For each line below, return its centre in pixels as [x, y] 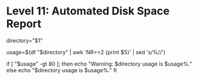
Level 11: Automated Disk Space [88, 11]
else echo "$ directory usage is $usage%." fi [62, 70]
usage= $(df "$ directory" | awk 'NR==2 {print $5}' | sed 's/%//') [86, 52]
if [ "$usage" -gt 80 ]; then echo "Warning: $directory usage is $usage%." [99, 64]
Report [24, 24]
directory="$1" [25, 40]
